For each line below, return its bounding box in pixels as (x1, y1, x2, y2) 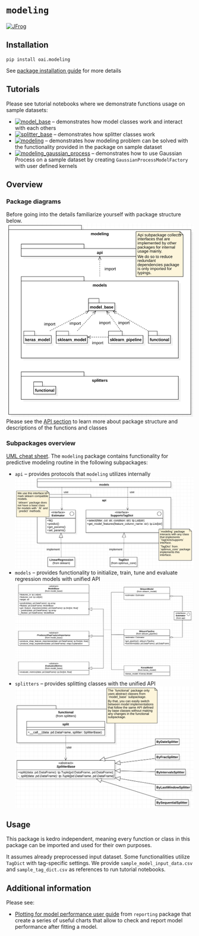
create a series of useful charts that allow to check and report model (14, 917, 183, 924)
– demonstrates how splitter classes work (53, 130, 156, 138)
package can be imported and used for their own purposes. (6, 842, 152, 849)
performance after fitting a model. (14, 923, 98, 931)
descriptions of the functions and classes (6, 424, 108, 431)
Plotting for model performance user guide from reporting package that (14, 910, 191, 918)
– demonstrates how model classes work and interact (52, 118, 183, 125)
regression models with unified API (14, 576, 100, 583)
